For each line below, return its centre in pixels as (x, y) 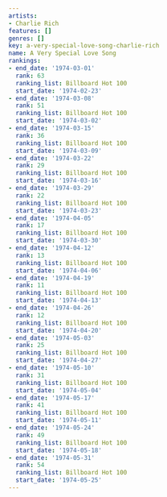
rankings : (25, 61)
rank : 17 (30, 226)
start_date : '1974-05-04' (59, 390)
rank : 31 (30, 375)
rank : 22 (30, 195)
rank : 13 (30, 255)
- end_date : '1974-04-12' (51, 248)
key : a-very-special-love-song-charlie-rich (84, 46)
